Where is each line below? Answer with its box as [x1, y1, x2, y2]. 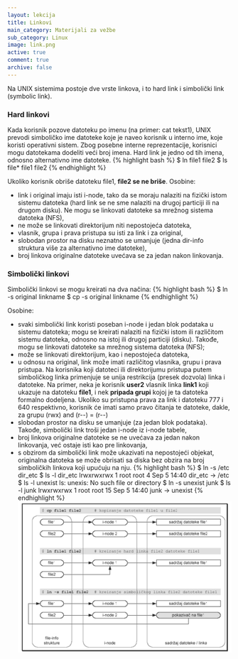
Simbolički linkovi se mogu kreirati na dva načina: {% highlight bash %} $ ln [7, 285, 229, 294]
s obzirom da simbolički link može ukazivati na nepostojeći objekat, [17, 448, 215, 457]
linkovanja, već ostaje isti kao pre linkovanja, [17, 441, 148, 450]
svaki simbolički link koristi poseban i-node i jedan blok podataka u [17, 320, 214, 329]
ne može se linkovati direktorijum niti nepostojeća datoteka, [17, 221, 192, 230]
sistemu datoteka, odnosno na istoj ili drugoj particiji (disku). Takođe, [17, 335, 219, 344]
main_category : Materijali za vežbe [7, 26, 116, 33]
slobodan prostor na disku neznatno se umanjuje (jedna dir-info [17, 236, 204, 245]
